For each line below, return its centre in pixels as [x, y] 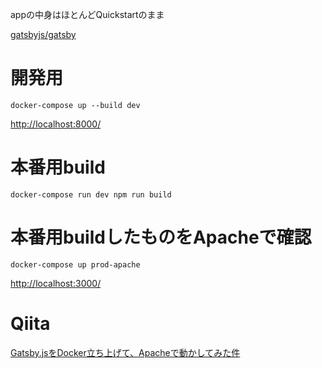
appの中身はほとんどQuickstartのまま [87, 14]
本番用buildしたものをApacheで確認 [161, 237]
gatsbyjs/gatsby [43, 34]
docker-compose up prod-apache [75, 264]
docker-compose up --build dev [75, 105]
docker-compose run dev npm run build [91, 194]
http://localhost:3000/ [56, 283]
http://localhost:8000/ [56, 124]
